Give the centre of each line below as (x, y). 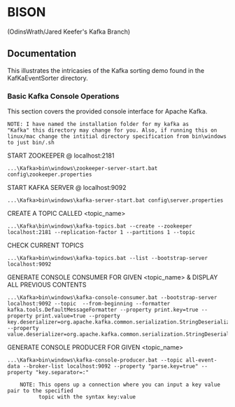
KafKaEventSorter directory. (48, 78)
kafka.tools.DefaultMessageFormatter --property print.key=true (103, 310)
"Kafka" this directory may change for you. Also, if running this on (112, 130)
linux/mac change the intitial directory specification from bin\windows (117, 137)
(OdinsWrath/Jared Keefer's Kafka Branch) (69, 32)
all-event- (201, 360)
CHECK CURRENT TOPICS (45, 245)
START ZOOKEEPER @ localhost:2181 (61, 156)
